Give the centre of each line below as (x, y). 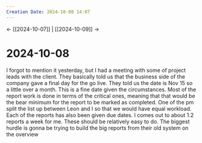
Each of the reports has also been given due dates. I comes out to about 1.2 (100, 115)
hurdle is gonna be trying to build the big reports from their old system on (97, 128)
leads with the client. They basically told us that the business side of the (96, 77)
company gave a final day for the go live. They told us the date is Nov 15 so (99, 83)
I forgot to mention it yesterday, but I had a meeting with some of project (96, 70)
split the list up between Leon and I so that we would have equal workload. (99, 109)
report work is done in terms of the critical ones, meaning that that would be (101, 96)
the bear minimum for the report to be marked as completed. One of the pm (100, 102)
